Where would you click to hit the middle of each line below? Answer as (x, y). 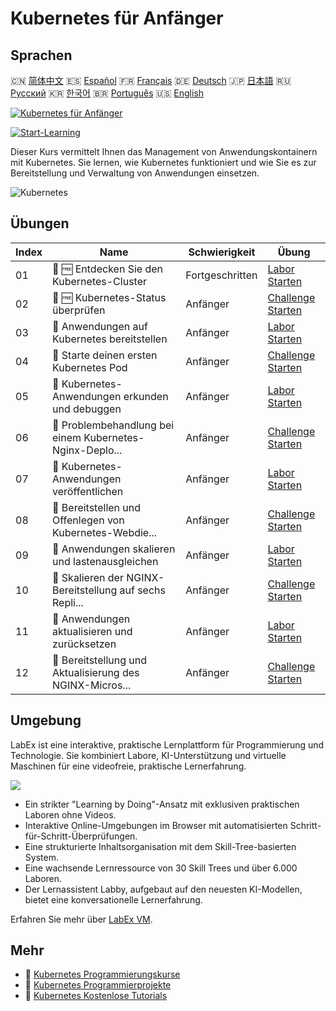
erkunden (146, 396)
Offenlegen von (88, 520)
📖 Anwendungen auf (100, 326)
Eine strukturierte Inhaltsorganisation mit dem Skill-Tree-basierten (160, 846)
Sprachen (41, 55)
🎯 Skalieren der (88, 577)
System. (41, 857)
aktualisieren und (92, 631)
